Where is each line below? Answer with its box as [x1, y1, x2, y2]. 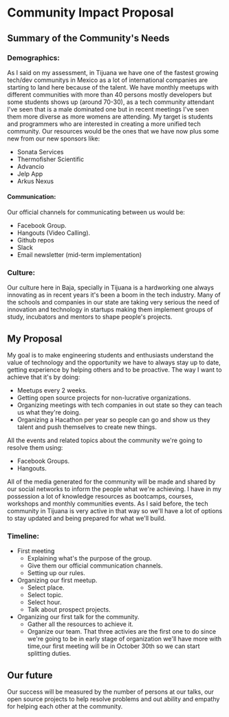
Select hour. [27, 598, 62, 607]
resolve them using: [7, 444, 63, 452]
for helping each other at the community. [7, 703, 123, 711]
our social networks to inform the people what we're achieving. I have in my [7, 485, 221, 493]
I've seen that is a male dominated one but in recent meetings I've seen [7, 105, 210, 113]
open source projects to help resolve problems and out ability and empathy [7, 695, 220, 703]
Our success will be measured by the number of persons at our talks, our [7, 687, 215, 696]
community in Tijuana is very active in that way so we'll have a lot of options [7, 507, 223, 515]
